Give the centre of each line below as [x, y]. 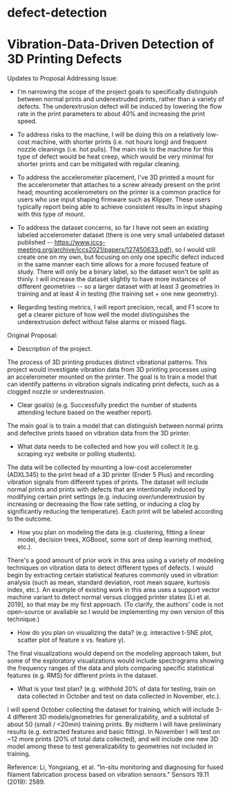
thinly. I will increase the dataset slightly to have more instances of [112, 279]
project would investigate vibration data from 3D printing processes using [112, 370]
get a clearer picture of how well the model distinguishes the [103, 315]
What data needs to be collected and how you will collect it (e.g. [108, 447]
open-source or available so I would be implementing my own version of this [116, 612]
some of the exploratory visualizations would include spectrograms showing [116, 661]
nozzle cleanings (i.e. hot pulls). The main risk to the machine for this [115, 150]
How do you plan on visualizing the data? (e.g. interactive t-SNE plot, [115, 633]
